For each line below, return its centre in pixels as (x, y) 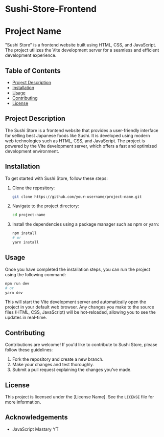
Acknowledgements (36, 417)
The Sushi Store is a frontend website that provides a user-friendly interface (82, 130)
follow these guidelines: (29, 350)
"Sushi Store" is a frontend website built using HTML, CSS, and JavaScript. (81, 45)
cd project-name (29, 215)
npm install (24, 233)
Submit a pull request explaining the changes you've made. (72, 370)
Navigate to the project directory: (46, 206)
